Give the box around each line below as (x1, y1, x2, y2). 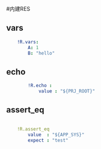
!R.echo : (28, 83, 52, 89)
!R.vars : (17, 38, 39, 45)
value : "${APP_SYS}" (28, 132, 85, 138)
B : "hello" (28, 50, 55, 56)
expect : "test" (28, 137, 69, 143)
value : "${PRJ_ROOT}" (38, 88, 96, 94)
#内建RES (6, 5, 31, 12)
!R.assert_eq (17, 126, 50, 132)
